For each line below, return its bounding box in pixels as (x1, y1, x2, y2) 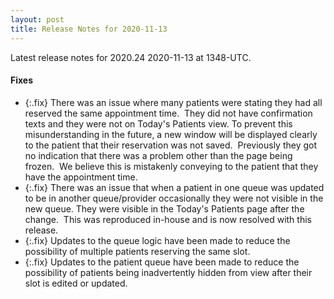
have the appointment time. (24, 171, 138, 183)
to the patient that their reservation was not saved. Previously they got (24, 139, 318, 151)
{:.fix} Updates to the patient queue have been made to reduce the (24, 256, 300, 268)
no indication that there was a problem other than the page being (24, 149, 293, 161)
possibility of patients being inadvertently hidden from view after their (24, 266, 313, 278)
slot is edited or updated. (24, 277, 128, 289)
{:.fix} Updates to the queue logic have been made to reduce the (24, 234, 291, 246)
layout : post (10, 14, 65, 25)
